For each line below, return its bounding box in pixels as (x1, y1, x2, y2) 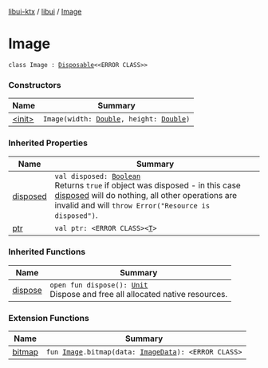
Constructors (8, 79, 61, 90)
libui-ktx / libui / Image (8, 7, 82, 16)
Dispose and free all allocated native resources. (49, 288, 228, 299)
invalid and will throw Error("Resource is (54, 200, 210, 211)
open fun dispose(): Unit (49, 280, 148, 290)
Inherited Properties (8, 137, 88, 148)
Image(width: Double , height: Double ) (42, 115, 191, 124)
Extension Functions (8, 312, 89, 323)
